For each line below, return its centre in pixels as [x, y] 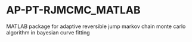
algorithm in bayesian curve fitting [48, 32]
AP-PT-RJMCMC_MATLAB [73, 10]
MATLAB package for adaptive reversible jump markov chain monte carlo [96, 26]
